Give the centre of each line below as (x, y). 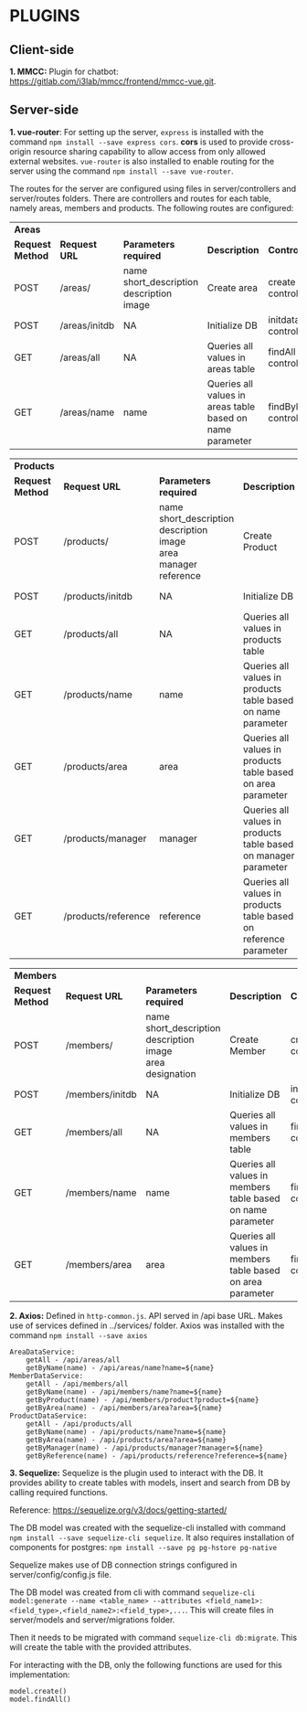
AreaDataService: (42, 1352)
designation (171, 1073)
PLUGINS (45, 16)
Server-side (44, 110)
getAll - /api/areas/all (73, 1360)
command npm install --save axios (79, 1335)
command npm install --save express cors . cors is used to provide (138, 142)
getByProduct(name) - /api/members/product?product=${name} (143, 1399)
